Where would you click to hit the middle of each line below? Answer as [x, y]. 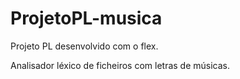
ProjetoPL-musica [86, 18]
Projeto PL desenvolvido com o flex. [84, 46]
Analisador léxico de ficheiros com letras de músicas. [120, 65]
